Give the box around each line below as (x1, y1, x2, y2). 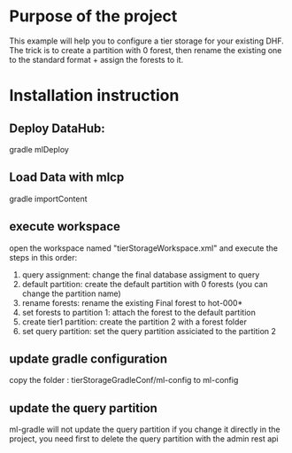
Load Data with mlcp (9, 170, 125, 185)
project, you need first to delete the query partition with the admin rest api (9, 433, 279, 444)
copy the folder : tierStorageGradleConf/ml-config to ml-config (9, 375, 239, 386)
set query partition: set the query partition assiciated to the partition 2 (21, 325, 277, 336)
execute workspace (9, 219, 121, 234)
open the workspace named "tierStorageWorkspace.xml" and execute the (9, 242, 279, 254)
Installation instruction (9, 86, 180, 105)
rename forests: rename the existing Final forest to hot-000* (21, 297, 243, 308)
